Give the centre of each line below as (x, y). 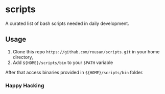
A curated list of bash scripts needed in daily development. (67, 23)
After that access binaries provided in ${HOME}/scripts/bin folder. (75, 72)
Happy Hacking (25, 85)
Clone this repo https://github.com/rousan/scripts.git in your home (86, 51)
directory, (23, 57)
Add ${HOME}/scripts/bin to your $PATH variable (63, 62)
